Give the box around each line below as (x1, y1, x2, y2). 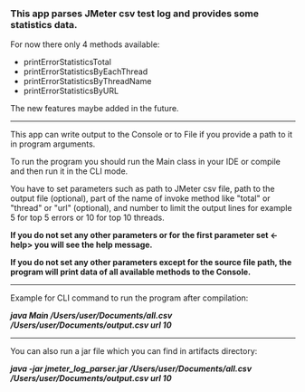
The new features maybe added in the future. (10, 103, 179, 114)
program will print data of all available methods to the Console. (10, 266, 252, 278)
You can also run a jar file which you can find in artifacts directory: (10, 346, 258, 357)
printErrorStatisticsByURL (23, 85, 119, 97)
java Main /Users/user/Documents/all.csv (10, 311, 173, 321)
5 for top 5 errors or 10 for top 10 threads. (10, 212, 166, 224)
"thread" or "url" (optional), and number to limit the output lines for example (10, 203, 292, 214)
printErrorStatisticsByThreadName (23, 76, 152, 87)
